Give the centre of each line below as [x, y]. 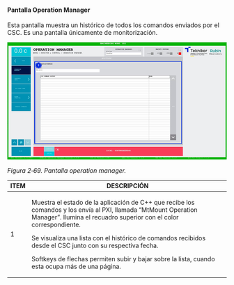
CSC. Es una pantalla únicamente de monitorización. [83, 33]
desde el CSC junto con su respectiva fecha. [95, 245]
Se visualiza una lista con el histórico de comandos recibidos [118, 238]
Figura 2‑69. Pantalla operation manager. [67, 170]
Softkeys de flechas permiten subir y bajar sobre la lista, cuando [123, 259]
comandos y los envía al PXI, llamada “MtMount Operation [114, 210]
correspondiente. [56, 224]
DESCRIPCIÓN [128, 186]
